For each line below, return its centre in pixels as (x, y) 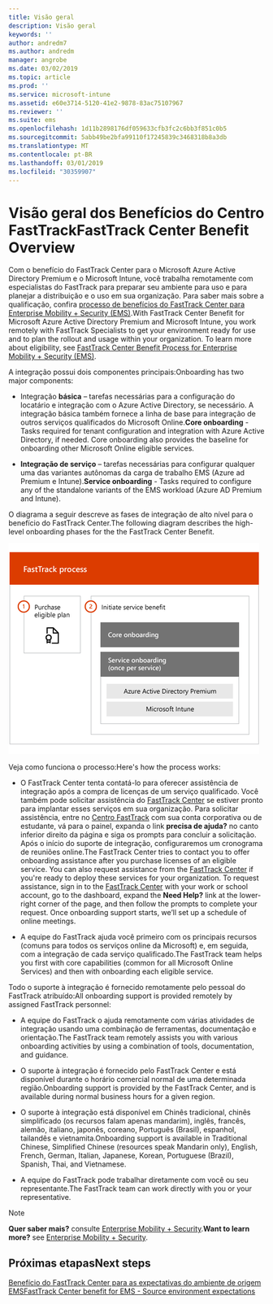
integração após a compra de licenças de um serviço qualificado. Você (139, 792)
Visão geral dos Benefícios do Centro (136, 213)
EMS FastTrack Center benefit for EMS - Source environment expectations (132, 1291)
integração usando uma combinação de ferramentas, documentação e (138, 1029)
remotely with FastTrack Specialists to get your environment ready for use (132, 330)
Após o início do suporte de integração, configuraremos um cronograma (141, 844)
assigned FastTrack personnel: (60, 1005)
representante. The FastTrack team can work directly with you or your (136, 1188)
